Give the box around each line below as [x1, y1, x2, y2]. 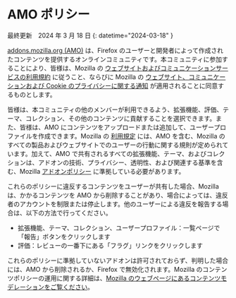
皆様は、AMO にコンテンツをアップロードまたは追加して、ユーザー [19, 123, 214, 131]
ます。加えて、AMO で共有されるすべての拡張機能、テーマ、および [13, 149, 206, 157]
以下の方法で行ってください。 [25, 208, 112, 217]
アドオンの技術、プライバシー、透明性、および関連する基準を [37, 158, 217, 167]
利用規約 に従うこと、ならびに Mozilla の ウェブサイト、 [25, 72, 189, 81]
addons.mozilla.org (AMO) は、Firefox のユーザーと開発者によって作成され [7, 46, 224, 54]
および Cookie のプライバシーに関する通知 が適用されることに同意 [25, 81, 218, 90]
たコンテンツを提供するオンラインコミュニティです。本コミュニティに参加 [7, 54, 222, 64]
